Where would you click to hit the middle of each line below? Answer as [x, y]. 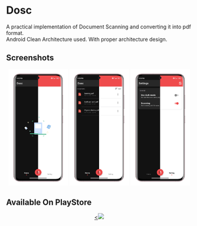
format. [15, 33]
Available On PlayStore [49, 202]
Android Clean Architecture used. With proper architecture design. [87, 39]
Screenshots [30, 58]
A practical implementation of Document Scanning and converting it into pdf [99, 27]
